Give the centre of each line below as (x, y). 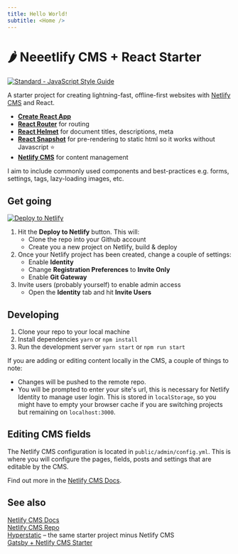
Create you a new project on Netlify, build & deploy (103, 247)
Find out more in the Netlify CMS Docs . (65, 480)
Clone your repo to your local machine (74, 332)
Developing (33, 314)
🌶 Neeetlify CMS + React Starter (104, 57)
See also (27, 503)
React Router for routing (54, 124)
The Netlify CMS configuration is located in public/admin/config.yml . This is (119, 451)
